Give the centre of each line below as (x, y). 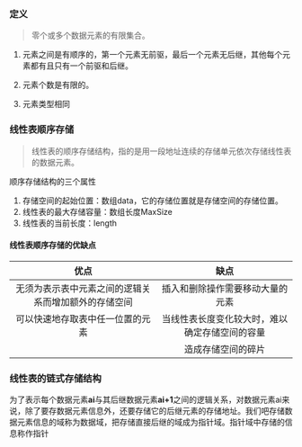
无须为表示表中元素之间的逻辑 (79, 288)
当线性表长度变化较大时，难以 (225, 318)
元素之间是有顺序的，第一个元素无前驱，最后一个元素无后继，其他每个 (152, 55)
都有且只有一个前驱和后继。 (81, 66)
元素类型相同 (46, 104)
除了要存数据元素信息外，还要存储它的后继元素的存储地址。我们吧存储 (155, 411)
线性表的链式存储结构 (55, 378)
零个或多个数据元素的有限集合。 (90, 36)
